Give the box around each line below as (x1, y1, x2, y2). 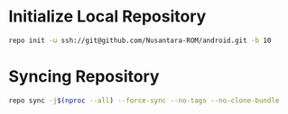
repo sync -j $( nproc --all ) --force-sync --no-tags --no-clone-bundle (8, 96, 280, 105)
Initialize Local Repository (8, 6, 207, 27)
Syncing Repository (8, 66, 160, 86)
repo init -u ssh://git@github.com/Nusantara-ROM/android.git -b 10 (8, 36, 272, 45)
